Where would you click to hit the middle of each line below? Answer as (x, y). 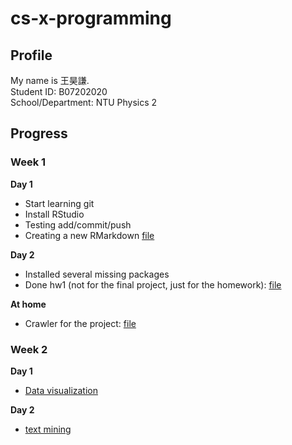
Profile (31, 55)
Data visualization (61, 390)
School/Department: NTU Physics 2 (84, 102)
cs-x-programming (91, 18)
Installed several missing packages (97, 274)
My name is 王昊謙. (50, 80)
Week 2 (29, 349)
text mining (48, 429)
